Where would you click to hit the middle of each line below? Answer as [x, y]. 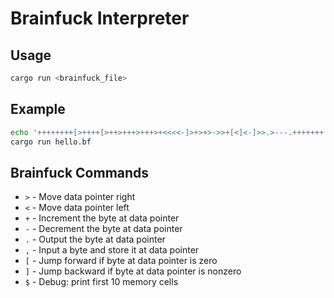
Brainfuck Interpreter [100, 18]
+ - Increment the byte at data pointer [102, 218]
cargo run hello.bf [51, 142]
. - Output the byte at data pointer [95, 239]
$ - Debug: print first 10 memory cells [101, 282]
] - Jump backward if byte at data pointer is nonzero [133, 271]
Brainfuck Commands [80, 172]
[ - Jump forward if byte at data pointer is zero [121, 261]
